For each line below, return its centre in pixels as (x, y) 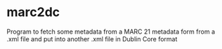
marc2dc (33, 12)
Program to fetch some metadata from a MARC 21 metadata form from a (111, 31)
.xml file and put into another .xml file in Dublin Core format (92, 38)
